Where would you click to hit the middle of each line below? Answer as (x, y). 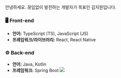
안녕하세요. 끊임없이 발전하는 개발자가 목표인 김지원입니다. (61, 7)
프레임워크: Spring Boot (35, 70)
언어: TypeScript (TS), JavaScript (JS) (50, 34)
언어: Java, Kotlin (29, 64)
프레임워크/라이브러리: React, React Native (54, 40)
